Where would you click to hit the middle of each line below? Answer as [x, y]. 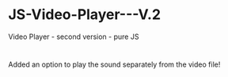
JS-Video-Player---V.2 [84, 15]
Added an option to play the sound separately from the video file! [114, 64]
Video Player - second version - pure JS [74, 37]
